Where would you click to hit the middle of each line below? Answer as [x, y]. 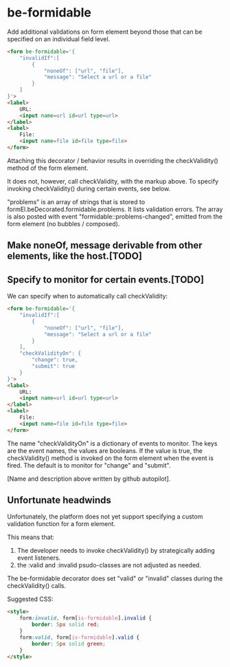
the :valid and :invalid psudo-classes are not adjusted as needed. [109, 565]
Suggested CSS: [30, 599]
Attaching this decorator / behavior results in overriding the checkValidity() [113, 160]
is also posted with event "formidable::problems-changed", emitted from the [115, 216]
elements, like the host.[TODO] [75, 256]
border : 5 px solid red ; [66, 625]
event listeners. [39, 558]
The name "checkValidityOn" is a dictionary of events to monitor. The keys [112, 443]
